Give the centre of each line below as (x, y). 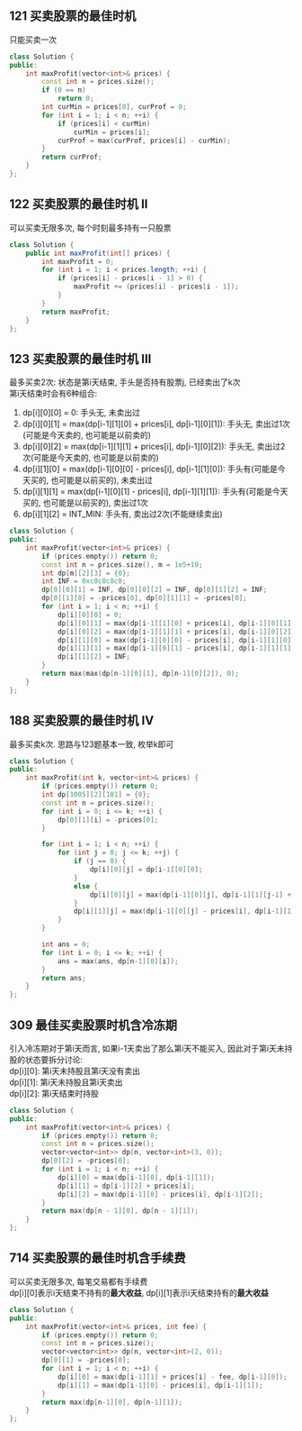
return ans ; (64, 978)
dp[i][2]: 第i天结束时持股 (54, 1093)
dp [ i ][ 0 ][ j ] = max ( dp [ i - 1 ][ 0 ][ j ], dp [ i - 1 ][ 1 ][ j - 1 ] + (191, 895)
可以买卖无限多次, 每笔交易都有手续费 (79, 1281)
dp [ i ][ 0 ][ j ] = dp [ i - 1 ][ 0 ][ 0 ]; (146, 870)
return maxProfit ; (76, 312)
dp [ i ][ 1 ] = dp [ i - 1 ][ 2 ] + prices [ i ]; (126, 1186)
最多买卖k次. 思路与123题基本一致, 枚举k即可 (92, 744)
